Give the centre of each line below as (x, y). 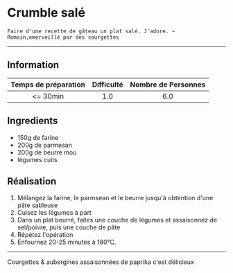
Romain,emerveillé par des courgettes (63, 37)
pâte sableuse (37, 205)
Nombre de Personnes (168, 85)
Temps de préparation (48, 85)
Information (33, 65)
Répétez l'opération (45, 235)
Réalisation (32, 181)
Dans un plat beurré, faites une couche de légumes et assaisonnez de (117, 220)
